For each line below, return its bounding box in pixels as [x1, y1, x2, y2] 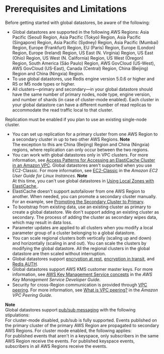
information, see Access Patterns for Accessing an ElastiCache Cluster [12, 157, 155, 163]
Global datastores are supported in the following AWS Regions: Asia [12, 29, 149, 35]
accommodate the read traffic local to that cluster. [12, 107, 114, 113]
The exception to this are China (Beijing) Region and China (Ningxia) [12, 141, 150, 147]
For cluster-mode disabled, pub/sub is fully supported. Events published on [5, 317, 158, 323]
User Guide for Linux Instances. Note [12, 173, 88, 178]
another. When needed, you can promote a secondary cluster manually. [12, 193, 157, 199]
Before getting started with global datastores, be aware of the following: [5, 20, 150, 25]
